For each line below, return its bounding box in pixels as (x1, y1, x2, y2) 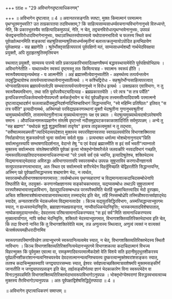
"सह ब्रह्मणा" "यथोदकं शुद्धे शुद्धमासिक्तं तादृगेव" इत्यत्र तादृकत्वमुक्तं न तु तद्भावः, (5, 123, 133, 129)
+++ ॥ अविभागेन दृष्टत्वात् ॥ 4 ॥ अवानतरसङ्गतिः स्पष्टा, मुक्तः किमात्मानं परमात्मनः (5, 15, 142, 21)
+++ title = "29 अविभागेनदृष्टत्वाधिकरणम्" (5, 5, 79, 11)
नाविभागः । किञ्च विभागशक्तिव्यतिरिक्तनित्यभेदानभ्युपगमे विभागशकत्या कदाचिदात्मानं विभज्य (5, 243, 150, 249)
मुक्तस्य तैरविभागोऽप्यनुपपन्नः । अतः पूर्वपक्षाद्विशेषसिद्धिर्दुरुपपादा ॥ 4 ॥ (5, 277, 115, 284)
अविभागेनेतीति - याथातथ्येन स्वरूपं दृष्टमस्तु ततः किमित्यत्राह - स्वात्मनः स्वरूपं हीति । (5, 66, 141, 72)
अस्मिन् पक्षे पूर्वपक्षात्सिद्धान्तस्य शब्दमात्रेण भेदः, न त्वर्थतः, (5, 169, 93, 175)
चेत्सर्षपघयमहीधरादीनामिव (5, 227, 46, 233)
